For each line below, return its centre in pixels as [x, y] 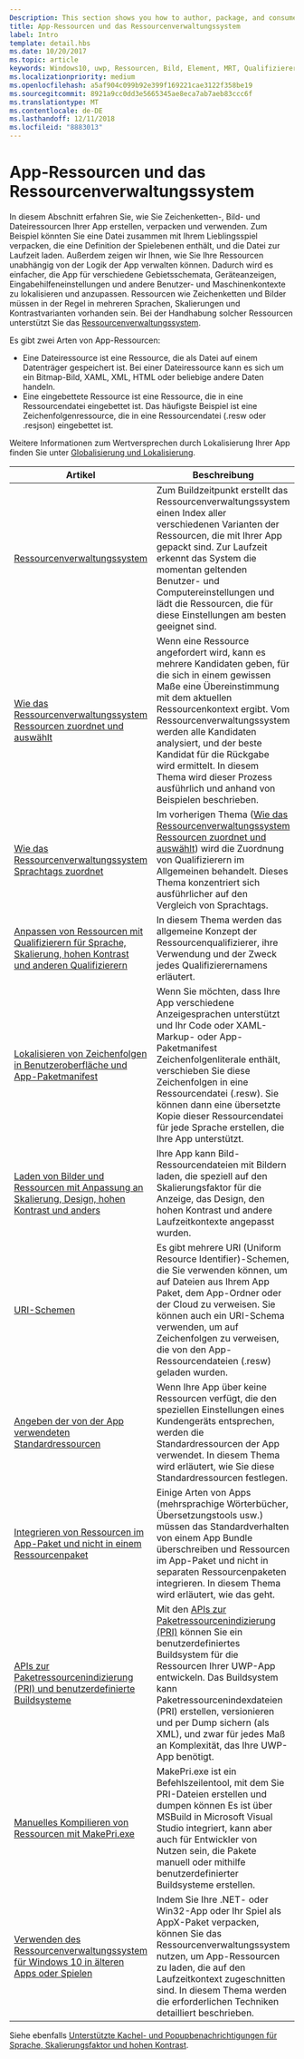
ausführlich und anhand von [216, 788]
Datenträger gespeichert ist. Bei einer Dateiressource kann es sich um [153, 367]
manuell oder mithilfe [201, 1862]
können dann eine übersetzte [218, 1105]
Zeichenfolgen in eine [202, 1082]
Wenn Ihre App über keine [211, 1387]
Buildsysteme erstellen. [206, 1885]
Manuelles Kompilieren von [71, 1822]
